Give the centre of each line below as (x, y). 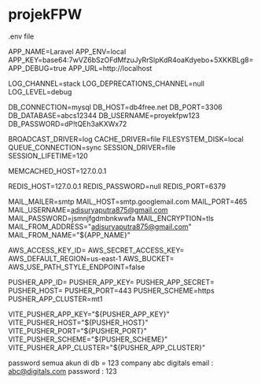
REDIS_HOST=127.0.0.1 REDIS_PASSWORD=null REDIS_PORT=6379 (117, 186)
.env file (21, 36)
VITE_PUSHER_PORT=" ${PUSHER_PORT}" (77, 330)
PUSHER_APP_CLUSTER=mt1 (55, 299)
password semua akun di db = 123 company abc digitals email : (111, 363)
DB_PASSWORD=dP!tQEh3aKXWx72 (68, 124)
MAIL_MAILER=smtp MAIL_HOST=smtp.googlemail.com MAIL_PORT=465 (128, 201)
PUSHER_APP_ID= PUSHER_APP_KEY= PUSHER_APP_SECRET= (111, 282)
